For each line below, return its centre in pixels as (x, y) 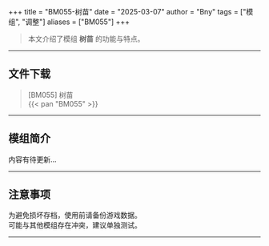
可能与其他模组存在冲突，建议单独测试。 (75, 225)
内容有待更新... (33, 159)
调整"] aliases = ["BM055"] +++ (78, 22)
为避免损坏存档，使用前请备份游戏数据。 (75, 216)
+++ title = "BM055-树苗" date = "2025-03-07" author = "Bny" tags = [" (127, 12)
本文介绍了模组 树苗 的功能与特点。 (86, 39)
